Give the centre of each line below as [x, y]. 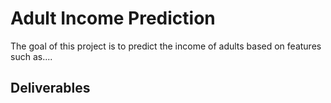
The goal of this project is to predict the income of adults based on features [166, 46]
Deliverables [50, 88]
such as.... [31, 56]
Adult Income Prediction [113, 18]
